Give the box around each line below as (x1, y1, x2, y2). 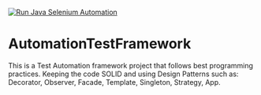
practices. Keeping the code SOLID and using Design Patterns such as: (8, 69, 239, 79)
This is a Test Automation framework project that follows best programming (8, 60, 254, 70)
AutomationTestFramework (8, 35, 192, 53)
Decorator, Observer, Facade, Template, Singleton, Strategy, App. (8, 77, 221, 86)
